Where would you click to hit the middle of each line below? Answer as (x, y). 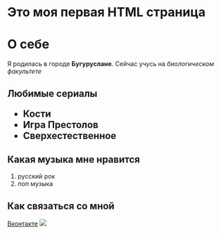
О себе (29, 45)
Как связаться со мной (61, 206)
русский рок (36, 176)
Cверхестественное (70, 135)
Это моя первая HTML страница (107, 12)
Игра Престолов (61, 125)
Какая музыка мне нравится (74, 159)
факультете (25, 72)
